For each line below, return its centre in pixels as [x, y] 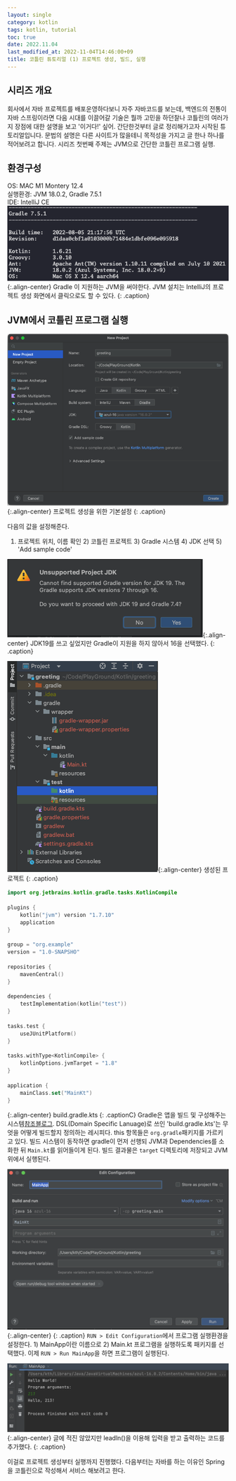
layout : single [29, 15]
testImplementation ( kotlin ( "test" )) [74, 1004]
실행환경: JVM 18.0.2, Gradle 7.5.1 [54, 194]
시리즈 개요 [30, 90]
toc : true [22, 37]
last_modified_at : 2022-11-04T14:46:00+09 [70, 52]
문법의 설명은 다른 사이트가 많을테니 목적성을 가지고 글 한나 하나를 [135, 135]
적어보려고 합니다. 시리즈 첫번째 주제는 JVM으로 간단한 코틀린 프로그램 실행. [111, 143]
